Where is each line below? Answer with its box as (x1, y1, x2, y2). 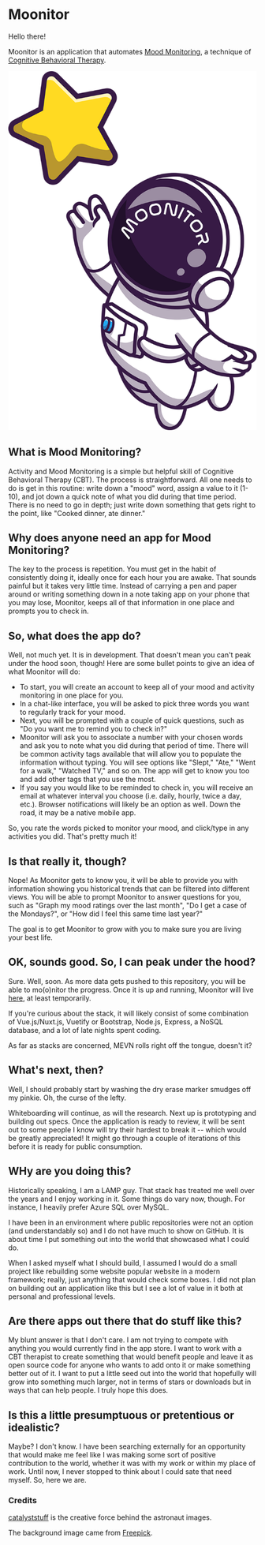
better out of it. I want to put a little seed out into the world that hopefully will (8, 1369, 257, 1379)
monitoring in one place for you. (19, 690, 124, 700)
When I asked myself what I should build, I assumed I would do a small (8, 1258, 237, 1267)
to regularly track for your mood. (19, 708, 126, 717)
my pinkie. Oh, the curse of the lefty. (8, 1093, 127, 1102)
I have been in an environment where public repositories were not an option (8, 1218, 254, 1227)
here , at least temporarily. (8, 993, 91, 1003)
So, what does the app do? (8, 629, 141, 642)
